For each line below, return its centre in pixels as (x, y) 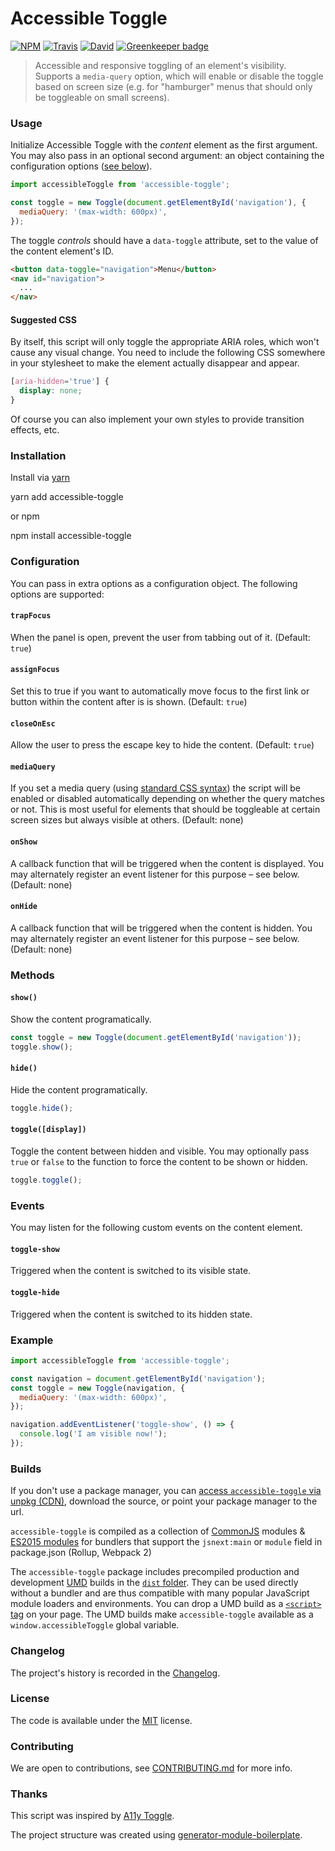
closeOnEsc (33, 723)
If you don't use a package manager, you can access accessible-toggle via (166, 1491)
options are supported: (57, 594)
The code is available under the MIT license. (101, 1720)
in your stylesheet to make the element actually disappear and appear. (155, 363)
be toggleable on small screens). (102, 97)
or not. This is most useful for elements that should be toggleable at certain (165, 809)
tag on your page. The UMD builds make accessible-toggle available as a (162, 1614)
